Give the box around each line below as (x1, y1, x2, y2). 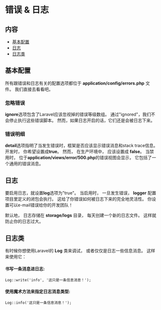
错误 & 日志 (5, 4, 49, 15)
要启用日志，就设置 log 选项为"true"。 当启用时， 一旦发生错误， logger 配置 (5, 190, 157, 196)
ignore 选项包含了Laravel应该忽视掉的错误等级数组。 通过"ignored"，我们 (5, 112, 151, 118)
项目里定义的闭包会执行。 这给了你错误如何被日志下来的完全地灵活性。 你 (5, 196, 152, 202)
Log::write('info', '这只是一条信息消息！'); (5, 278, 91, 283)
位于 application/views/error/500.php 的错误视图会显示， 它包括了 (18, 155, 152, 161)
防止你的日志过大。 (5, 219, 44, 224)
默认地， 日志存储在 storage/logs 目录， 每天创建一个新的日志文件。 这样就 (5, 212, 157, 218)
